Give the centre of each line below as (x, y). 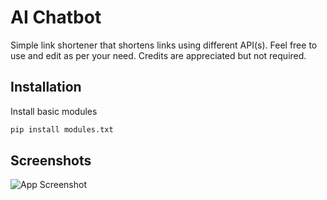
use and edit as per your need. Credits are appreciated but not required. (158, 55)
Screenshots (51, 161)
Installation (46, 87)
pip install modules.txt (62, 129)
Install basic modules (54, 111)
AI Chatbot (56, 17)
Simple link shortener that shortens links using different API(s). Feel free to (164, 45)
